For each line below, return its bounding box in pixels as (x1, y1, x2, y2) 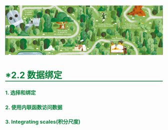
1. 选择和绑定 (5, 89, 36, 96)
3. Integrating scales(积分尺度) (5, 118, 81, 125)
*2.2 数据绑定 (5, 69, 62, 80)
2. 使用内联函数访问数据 (5, 103, 62, 110)
